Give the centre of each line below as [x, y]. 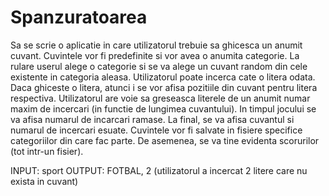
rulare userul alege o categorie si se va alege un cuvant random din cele [159, 66]
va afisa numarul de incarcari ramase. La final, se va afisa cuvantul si [152, 119]
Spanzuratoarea [79, 17]
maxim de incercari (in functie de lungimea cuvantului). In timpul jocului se [163, 108]
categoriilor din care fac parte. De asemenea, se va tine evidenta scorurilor [165, 140]
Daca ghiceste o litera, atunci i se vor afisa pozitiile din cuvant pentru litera [164, 87]
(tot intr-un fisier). [47, 151]
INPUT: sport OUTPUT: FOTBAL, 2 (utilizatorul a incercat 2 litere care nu [159, 170]
